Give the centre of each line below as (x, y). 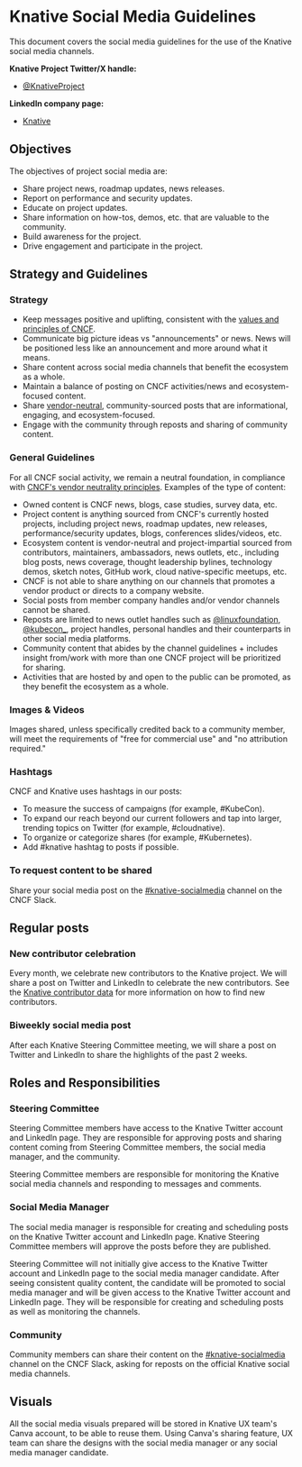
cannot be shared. (56, 609)
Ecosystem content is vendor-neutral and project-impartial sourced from (157, 542)
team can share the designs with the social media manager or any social (143, 1443)
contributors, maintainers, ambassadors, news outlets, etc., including (151, 552)
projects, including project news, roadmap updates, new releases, (145, 524)
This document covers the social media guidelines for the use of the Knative (151, 41)
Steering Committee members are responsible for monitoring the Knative (144, 1174)
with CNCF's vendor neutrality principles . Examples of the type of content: (148, 487)
